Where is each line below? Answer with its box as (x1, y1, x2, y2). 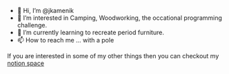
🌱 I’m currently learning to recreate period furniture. (17, 28, 164, 36)
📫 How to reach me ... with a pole (17, 36, 114, 44)
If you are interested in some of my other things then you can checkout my (7, 52, 219, 60)
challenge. (17, 21, 47, 29)
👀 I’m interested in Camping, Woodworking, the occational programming (17, 14, 223, 22)
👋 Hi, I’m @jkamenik (17, 7, 74, 14)
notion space (7, 59, 45, 67)
